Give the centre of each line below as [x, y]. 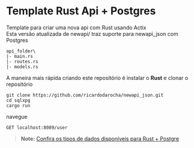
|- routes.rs [22, 61]
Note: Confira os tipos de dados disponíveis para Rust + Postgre [100, 138]
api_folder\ [21, 51]
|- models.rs [22, 67]
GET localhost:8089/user [37, 127]
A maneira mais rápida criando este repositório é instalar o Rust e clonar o [97, 78]
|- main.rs [20, 56]
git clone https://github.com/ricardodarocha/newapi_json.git [85, 95]
